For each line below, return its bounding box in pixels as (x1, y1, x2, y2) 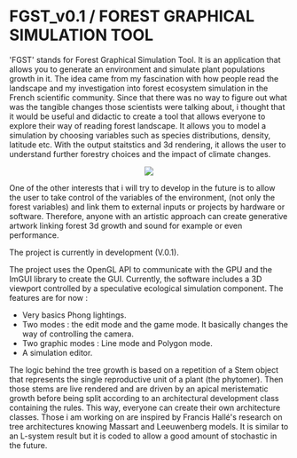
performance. (9, 229, 59, 241)
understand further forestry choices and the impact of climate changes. (9, 148, 271, 159)
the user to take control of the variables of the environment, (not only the (9, 192, 276, 202)
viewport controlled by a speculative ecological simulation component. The (9, 282, 284, 294)
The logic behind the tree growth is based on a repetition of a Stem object (9, 364, 279, 375)
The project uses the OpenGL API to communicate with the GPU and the (9, 264, 273, 274)
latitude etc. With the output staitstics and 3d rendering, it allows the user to (9, 139, 286, 150)
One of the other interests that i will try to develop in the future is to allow (9, 182, 276, 193)
